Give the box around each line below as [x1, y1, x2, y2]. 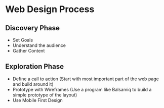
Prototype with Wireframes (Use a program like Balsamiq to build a [12, 86, 152, 92]
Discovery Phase [5, 24, 60, 32]
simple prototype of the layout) [12, 92, 77, 98]
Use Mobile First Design [12, 97, 63, 103]
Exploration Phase [5, 62, 64, 71]
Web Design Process [5, 4, 95, 15]
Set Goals [12, 37, 33, 43]
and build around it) [12, 81, 54, 87]
